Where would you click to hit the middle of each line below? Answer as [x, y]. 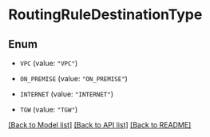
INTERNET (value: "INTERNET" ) [67, 94]
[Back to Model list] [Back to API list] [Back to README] [100, 125]
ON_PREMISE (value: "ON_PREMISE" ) [73, 78]
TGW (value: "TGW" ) [49, 110]
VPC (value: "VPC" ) [49, 63]
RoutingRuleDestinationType [105, 15]
